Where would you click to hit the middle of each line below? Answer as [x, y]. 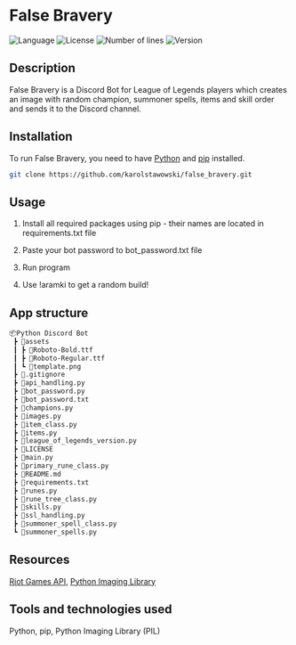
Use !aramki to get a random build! [85, 285]
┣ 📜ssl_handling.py [49, 516]
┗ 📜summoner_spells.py [55, 532]
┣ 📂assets [31, 341]
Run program [46, 267]
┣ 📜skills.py [37, 507]
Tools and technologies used [91, 610]
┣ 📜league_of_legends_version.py [75, 441]
